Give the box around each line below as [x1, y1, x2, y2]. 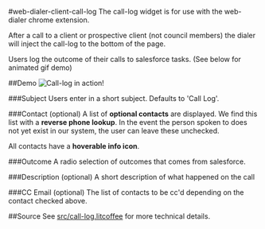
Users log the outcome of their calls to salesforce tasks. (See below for [8, 55, 241, 64]
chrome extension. [28, 15, 90, 25]
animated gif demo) [8, 63, 73, 72]
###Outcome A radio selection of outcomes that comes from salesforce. [8, 157, 247, 166]
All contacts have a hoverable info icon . [8, 142, 140, 150]
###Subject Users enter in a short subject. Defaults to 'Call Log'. [8, 94, 220, 103]
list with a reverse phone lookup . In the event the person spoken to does [8, 118, 248, 126]
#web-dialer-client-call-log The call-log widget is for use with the [8, 7, 223, 16]
